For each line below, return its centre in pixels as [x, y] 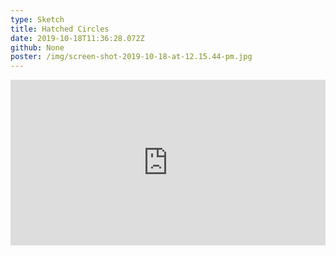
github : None [37, 47]
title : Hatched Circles [60, 29]
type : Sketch [37, 19]
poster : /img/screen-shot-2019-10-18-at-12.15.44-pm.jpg [131, 57]
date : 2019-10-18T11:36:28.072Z [77, 38]
